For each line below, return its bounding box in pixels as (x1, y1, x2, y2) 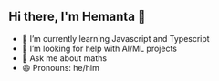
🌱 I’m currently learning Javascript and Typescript (21, 33, 211, 44)
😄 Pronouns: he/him (21, 62, 99, 73)
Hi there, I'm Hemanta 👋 (8, 9, 147, 25)
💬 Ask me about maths (21, 52, 107, 64)
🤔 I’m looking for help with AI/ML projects (21, 43, 177, 54)
